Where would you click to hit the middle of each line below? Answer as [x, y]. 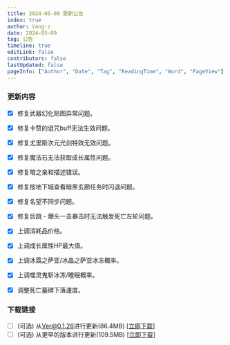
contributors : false [37, 59]
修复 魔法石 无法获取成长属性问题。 [66, 157]
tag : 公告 [20, 39]
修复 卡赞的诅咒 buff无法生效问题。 [65, 128]
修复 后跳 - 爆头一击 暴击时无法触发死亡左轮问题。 [87, 216]
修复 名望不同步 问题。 [47, 202]
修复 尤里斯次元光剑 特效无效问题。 [66, 142]
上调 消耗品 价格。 [41, 231]
